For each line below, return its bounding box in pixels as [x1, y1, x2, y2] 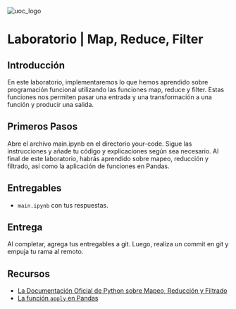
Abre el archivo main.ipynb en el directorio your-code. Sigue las [7, 139, 192, 148]
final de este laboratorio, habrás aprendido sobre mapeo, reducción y [7, 154, 209, 163]
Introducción [7, 59, 66, 71]
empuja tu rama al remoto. [7, 247, 84, 256]
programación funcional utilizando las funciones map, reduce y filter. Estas [7, 85, 224, 94]
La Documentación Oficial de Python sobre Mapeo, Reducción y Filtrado [17, 286, 228, 295]
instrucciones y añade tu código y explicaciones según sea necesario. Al [7, 146, 219, 155]
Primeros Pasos [7, 120, 78, 133]
